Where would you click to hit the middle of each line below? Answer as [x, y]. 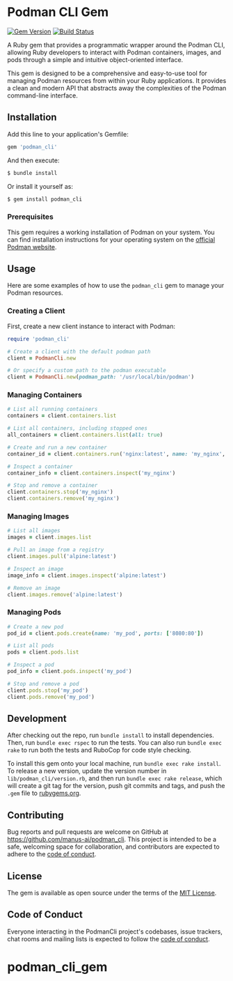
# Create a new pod [35, 627]
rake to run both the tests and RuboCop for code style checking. [99, 750]
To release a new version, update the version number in [87, 771]
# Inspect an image [35, 569]
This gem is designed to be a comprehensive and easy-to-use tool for [107, 73]
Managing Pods [34, 612]
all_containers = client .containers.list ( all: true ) [85, 435]
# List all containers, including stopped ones [78, 428]
